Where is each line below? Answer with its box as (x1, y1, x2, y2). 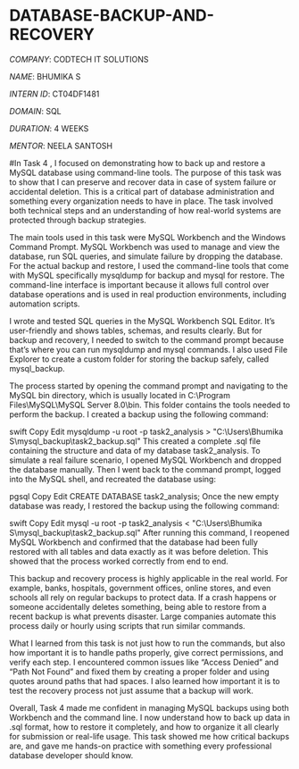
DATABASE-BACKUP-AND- (9, 5, 214, 26)
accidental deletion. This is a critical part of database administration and (9, 186, 275, 196)
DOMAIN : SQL (9, 105, 62, 116)
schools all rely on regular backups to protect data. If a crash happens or (9, 591, 277, 603)
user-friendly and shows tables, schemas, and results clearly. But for (9, 325, 262, 336)
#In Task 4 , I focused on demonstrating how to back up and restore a (9, 157, 266, 168)
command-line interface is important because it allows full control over (9, 279, 270, 290)
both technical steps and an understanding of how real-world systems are (9, 205, 281, 215)
